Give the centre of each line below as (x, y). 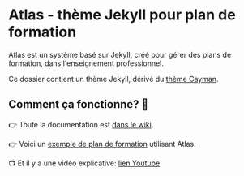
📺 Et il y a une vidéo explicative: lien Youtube (84, 163)
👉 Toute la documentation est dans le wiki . (81, 124)
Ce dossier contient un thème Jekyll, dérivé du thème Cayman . (113, 79)
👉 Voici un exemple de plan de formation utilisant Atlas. (102, 144)
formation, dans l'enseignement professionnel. (86, 63)
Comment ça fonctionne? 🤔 (79, 104)
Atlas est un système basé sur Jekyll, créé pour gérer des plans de (120, 54)
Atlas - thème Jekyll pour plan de (122, 15)
